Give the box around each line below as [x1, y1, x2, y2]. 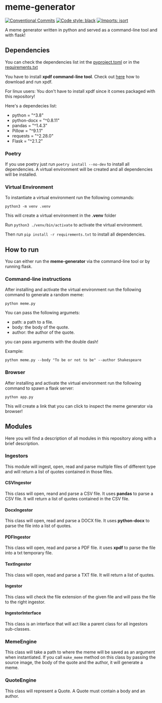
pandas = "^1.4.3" [12, 122, 47, 128]
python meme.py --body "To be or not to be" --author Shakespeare [5, 358, 142, 363]
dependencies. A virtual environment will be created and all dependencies [5, 167, 153, 172]
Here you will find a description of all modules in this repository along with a [5, 435, 156, 441]
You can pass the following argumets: [5, 310, 80, 316]
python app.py [5, 394, 34, 399]
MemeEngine [5, 638, 37, 645]
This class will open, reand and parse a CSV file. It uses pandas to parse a [5, 491, 153, 497]
